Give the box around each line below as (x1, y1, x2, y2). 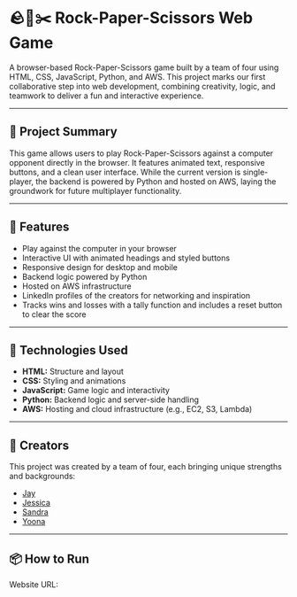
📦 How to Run (9, 551, 90, 566)
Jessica (21, 498, 51, 508)
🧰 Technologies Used (9, 343, 128, 358)
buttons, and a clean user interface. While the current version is (9, 167, 241, 177)
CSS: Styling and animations (21, 376, 126, 386)
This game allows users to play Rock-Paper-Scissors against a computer (9, 148, 274, 159)
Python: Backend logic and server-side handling (21, 394, 200, 405)
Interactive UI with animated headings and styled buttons (21, 252, 231, 263)
